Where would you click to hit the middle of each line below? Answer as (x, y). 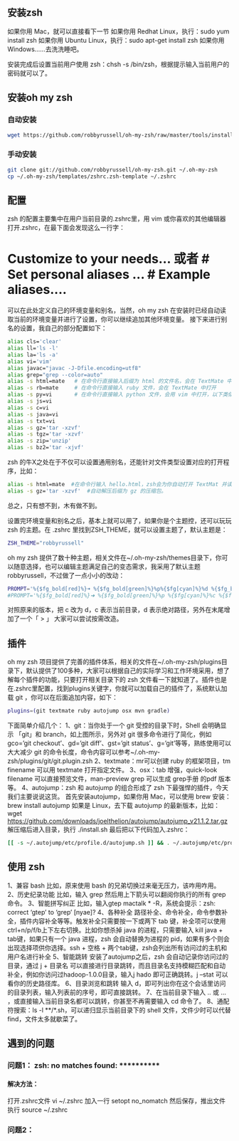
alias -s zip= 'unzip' (39, 441)
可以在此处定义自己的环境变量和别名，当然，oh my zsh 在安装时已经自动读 (117, 310)
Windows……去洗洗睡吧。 (45, 49)
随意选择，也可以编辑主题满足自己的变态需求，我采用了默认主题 (107, 566)
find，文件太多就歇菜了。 (44, 1019)
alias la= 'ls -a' (33, 354)
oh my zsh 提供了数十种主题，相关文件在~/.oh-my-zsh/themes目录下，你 (115, 557)
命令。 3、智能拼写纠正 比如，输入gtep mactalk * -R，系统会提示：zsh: (111, 903)
